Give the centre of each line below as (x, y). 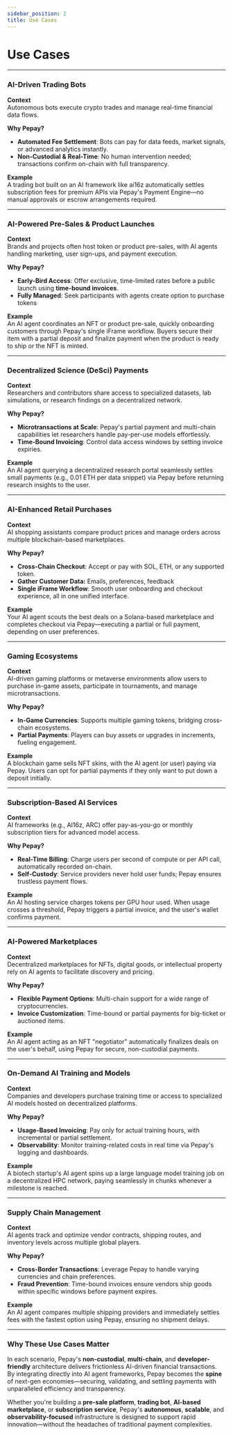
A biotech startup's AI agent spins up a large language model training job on (116, 1173)
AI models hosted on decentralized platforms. (72, 1103)
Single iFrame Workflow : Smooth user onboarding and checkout (110, 589)
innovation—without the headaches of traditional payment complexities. (110, 1425)
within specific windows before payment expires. (87, 1291)
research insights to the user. (49, 485)
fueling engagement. (47, 742)
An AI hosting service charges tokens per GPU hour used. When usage (109, 902)
